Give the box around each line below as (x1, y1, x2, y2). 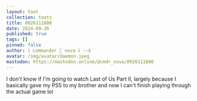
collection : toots (6, 14, 52, 20)
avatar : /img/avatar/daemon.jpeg (6, 53, 90, 59)
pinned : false (6, 42, 42, 48)
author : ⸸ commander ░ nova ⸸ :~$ (6, 48, 91, 54)
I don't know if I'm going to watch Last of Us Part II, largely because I (6, 75, 177, 82)
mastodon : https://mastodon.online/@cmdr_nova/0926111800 (6, 59, 154, 65)
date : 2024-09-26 (6, 25, 50, 32)
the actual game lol (6, 88, 53, 95)
